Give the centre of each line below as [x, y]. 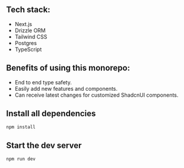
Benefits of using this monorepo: [68, 68]
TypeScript [28, 49]
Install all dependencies [51, 114]
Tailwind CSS [31, 37]
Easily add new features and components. [66, 88]
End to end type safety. [43, 82]
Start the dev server [44, 145]
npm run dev [21, 159]
